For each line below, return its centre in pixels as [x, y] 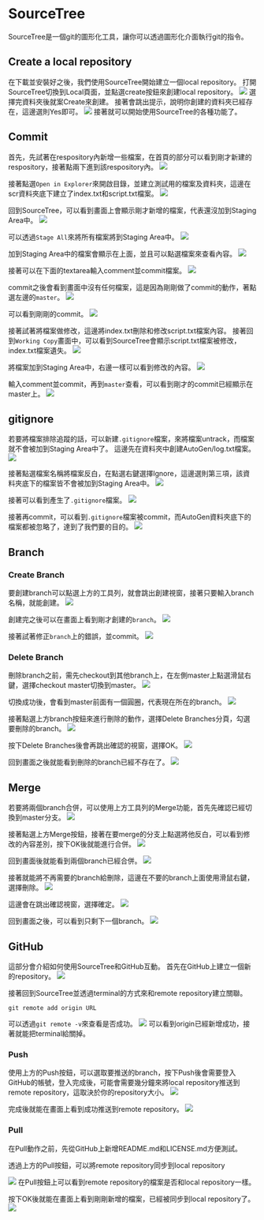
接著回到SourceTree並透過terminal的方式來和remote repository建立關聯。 [128, 993]
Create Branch [36, 575]
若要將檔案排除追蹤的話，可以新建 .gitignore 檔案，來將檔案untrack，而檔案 [131, 439]
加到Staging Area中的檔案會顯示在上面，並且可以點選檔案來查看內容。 [123, 253]
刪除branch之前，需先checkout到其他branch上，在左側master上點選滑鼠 [126, 675]
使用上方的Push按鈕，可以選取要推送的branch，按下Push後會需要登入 [122, 1073]
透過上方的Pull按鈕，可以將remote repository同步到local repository [117, 1165]
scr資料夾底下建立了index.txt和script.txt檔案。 [83, 193]
